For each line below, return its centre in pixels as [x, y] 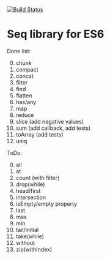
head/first [28, 190]
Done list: [19, 51]
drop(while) [30, 184]
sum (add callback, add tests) [53, 128]
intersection [31, 197]
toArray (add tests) [39, 134]
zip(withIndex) [34, 249]
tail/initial [27, 230]
